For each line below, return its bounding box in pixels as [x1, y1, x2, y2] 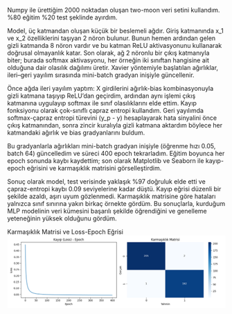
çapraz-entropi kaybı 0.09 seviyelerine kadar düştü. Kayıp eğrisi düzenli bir [7, 185, 222, 193]
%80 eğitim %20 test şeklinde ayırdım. [7, 13, 118, 21]
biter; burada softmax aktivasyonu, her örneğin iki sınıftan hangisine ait [7, 56, 209, 64]
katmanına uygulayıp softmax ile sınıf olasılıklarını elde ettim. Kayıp [7, 99, 197, 107]
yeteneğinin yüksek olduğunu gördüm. [7, 214, 117, 223]
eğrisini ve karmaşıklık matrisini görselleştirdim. [26, 164, 162, 172]
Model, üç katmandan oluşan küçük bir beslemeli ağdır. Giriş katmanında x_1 [7, 27, 224, 35]
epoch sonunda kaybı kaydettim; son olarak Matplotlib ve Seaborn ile [7, 157, 204, 165]
